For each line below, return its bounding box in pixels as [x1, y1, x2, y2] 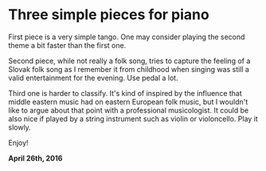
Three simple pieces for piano [8, 6, 209, 24]
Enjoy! [8, 137, 29, 147]
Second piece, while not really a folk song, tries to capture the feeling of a [8, 56, 251, 66]
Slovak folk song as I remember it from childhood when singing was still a [8, 64, 249, 74]
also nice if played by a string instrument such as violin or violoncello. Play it [8, 113, 259, 123]
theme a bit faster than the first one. [8, 40, 127, 50]
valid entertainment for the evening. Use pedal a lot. [8, 73, 178, 82]
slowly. [8, 122, 32, 132]
